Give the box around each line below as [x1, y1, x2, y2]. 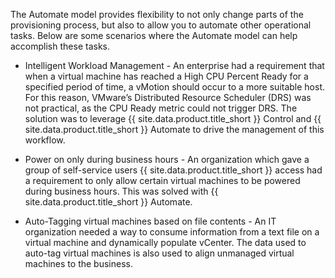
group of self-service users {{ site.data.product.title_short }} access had [24, 164, 323, 176]
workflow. [24, 134, 66, 146]
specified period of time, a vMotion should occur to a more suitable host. [24, 81, 326, 93]
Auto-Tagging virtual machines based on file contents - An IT [24, 215, 277, 227]
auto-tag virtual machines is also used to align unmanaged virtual [24, 247, 295, 259]
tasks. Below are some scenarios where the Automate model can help [10, 30, 298, 41]
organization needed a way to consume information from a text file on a [24, 226, 320, 238]
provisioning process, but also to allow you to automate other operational [10, 19, 312, 31]
